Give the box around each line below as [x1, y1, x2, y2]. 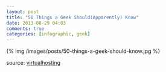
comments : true [6, 25, 45, 32]
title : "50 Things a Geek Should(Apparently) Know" [6, 14, 139, 20]
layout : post [6, 8, 39, 15]
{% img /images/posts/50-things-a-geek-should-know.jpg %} [6, 47, 161, 55]
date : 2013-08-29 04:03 [6, 20, 66, 26]
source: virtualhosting [6, 59, 60, 67]
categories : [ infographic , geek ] [6, 31, 91, 37]
